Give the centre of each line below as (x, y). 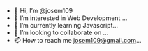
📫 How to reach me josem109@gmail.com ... (77, 40)
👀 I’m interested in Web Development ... (71, 18)
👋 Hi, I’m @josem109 (43, 11)
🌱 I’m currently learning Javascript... (66, 25)
